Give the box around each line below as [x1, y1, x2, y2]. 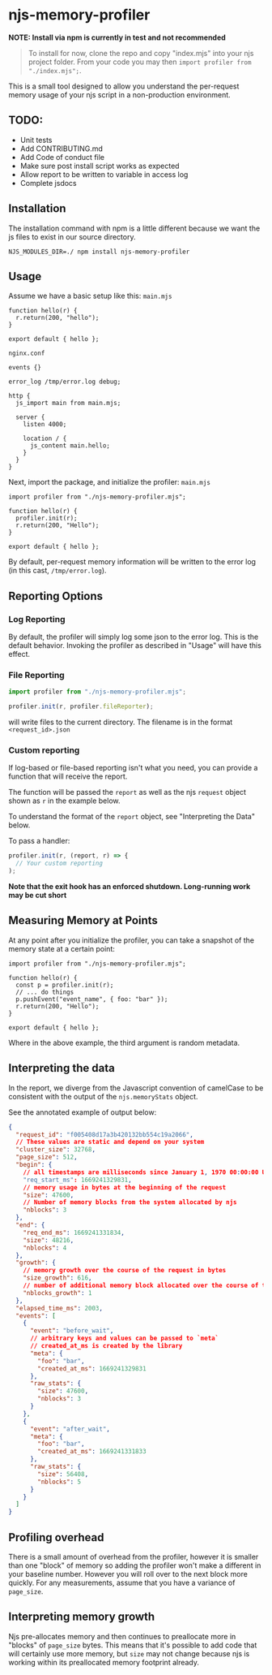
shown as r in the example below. [8, 796, 121, 805]
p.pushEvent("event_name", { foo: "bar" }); [15, 995, 168, 1004]
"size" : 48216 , [23, 1236, 74, 1244]
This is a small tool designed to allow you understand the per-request [8, 81, 240, 91]
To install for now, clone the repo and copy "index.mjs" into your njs [28, 48, 254, 58]
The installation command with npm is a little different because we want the [8, 223, 261, 233]
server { [15, 413, 45, 421]
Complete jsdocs [19, 178, 77, 188]
